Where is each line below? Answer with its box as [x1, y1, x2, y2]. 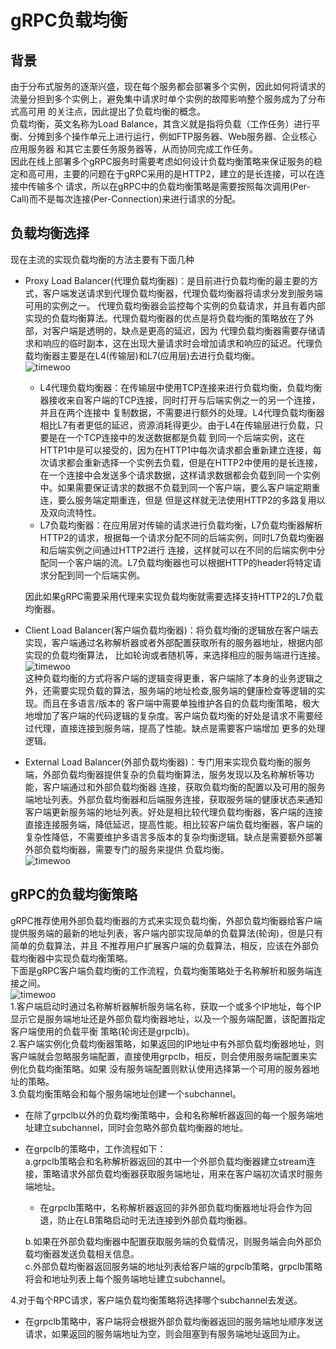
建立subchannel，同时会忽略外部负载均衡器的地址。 [33, 1121, 249, 1133]
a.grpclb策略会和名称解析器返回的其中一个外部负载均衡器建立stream [24, 1155, 307, 1167]
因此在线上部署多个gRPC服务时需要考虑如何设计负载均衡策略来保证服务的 [10, 156, 314, 167]
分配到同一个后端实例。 [48, 569, 146, 581]
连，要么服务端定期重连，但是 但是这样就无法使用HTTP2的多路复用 [39, 494, 317, 506]
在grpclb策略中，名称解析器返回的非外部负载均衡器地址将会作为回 [39, 1201, 313, 1213]
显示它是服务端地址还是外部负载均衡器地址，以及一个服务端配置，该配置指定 [10, 1012, 326, 1025]
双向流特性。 [48, 506, 102, 518]
